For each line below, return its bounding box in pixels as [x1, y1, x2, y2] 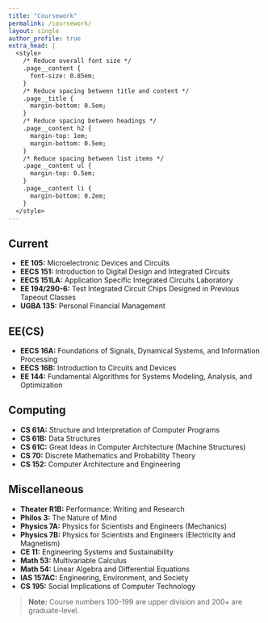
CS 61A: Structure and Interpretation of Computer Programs [19, 424, 220, 434]
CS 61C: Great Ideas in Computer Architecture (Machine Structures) [19, 441, 246, 452]
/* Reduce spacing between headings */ [23, 117, 157, 125]
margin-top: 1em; [29, 132, 89, 140]
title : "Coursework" [8, 11, 78, 20]
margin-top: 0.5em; [29, 169, 95, 178]
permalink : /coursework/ [8, 19, 92, 27]
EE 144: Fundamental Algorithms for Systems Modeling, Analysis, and [19, 372, 253, 381]
